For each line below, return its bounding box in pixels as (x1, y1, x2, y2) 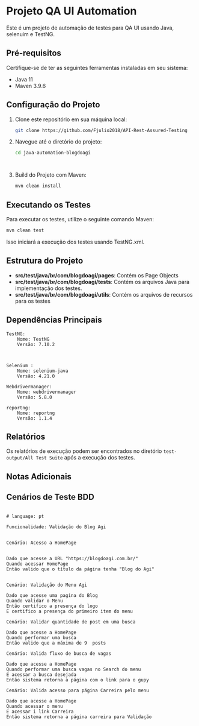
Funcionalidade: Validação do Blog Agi (6, 523, 106, 530)
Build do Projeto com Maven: (14, 171, 87, 178)
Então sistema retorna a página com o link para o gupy (6, 677, 149, 683)
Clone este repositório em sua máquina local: (14, 116, 127, 123)
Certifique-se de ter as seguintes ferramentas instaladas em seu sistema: (6, 64, 188, 71)
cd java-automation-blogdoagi (14, 150, 91, 156)
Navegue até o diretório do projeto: (14, 138, 102, 145)
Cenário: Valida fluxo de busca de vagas (6, 650, 112, 657)
